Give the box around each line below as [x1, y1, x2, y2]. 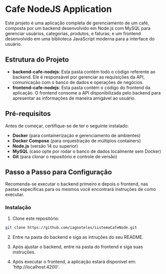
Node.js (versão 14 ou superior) [12, 143, 78, 149]
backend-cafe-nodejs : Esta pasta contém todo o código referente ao [12, 69, 156, 75]
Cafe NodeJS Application [5, 3, 112, 15]
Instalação [5, 204, 31, 211]
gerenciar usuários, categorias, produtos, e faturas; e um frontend [5, 30, 141, 36]
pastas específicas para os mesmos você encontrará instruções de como [5, 186, 156, 192]
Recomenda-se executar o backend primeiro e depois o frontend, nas [5, 181, 149, 187]
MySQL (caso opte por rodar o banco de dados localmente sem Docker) [12, 148, 162, 154]
